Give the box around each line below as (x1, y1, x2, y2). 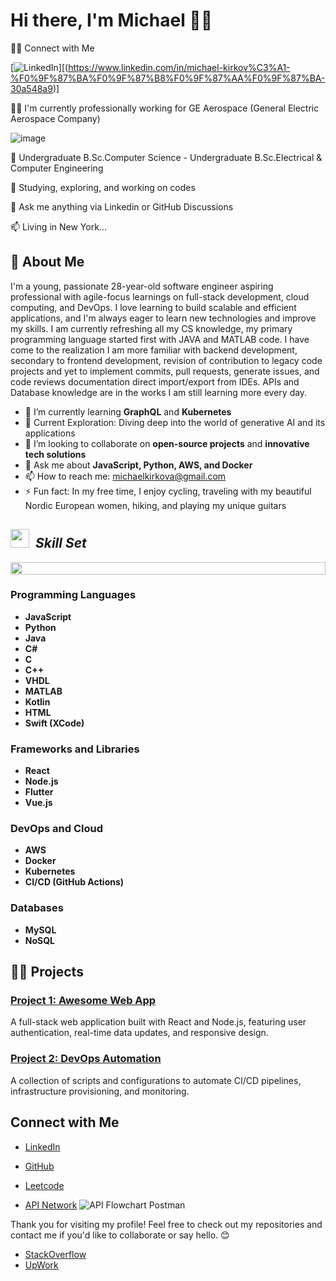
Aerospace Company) (10, 112, 101, 124)
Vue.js (24, 797, 53, 809)
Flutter (24, 786, 54, 798)
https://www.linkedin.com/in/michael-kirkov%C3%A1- (68, 61, 291, 73)
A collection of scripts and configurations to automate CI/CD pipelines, (10, 1074, 302, 1086)
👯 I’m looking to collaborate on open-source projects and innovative (24, 437, 310, 449)
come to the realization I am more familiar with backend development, (10, 344, 298, 356)
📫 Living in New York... (10, 220, 107, 233)
